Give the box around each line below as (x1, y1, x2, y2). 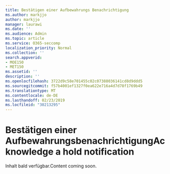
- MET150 (5, 64, 24, 69)
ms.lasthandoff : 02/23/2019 (5, 97, 65, 103)
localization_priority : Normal (5, 45, 72, 51)
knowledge (5, 146, 54, 158)
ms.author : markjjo (5, 12, 47, 17)
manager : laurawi (5, 21, 42, 27)
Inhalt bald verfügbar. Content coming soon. (5, 163, 97, 169)
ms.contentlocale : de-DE (5, 93, 58, 98)
